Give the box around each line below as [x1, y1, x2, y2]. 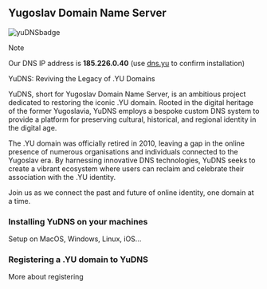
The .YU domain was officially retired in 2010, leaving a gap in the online [8, 139, 245, 148]
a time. [8, 196, 31, 205]
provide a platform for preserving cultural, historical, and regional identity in [8, 115, 257, 124]
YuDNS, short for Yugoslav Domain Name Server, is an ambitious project [8, 89, 246, 99]
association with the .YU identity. [8, 172, 116, 182]
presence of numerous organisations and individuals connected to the [8, 146, 238, 156]
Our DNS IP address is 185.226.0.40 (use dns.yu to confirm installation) [8, 58, 245, 68]
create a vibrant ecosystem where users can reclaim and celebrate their [8, 163, 245, 174]
